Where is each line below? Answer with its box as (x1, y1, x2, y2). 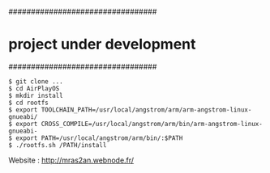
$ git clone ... (8, 77, 63, 86)
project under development (8, 36, 196, 53)
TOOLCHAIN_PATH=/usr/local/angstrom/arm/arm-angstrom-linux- (41, 105, 252, 114)
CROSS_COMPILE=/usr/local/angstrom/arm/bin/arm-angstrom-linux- (41, 120, 264, 128)
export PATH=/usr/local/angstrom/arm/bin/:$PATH (15, 133, 183, 142)
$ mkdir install (8, 91, 63, 99)
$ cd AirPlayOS (8, 84, 60, 92)
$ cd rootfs (8, 99, 49, 107)
